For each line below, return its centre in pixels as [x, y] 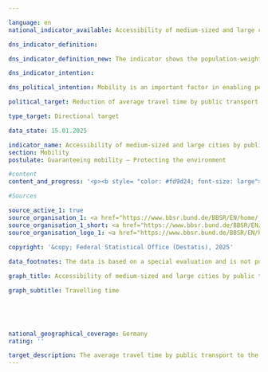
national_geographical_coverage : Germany [78, 334]
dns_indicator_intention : [51, 73]
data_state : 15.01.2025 [48, 131]
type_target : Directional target [64, 116]
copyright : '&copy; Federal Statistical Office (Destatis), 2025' [121, 248]
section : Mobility [39, 152]
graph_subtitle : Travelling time [64, 291]
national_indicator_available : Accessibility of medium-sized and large [132, 30]
